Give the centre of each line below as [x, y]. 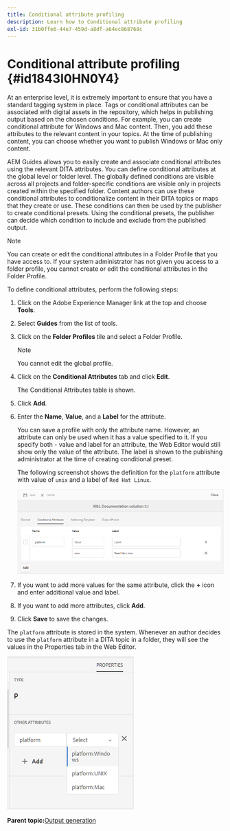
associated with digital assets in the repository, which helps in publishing [110, 112]
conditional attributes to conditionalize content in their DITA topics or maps [113, 199]
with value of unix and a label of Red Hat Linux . [84, 480]
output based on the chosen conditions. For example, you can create [105, 120]
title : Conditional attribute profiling [66, 14]
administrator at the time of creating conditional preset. [95, 459]
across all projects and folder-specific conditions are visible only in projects [114, 184]
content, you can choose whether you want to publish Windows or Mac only [115, 142]
